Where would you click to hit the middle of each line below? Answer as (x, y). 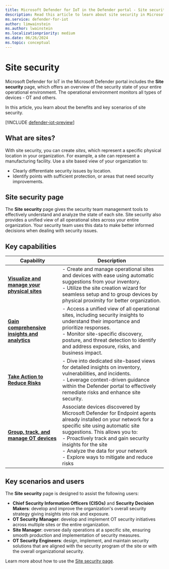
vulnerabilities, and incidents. (97, 374)
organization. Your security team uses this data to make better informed (80, 225)
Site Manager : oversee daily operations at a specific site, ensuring (81, 530)
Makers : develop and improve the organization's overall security (79, 508)
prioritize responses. (87, 328)
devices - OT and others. (31, 97)
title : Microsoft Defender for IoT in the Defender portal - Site (76, 10)
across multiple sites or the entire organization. (61, 524)
